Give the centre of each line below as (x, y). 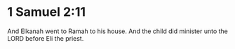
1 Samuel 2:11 (47, 12)
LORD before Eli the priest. (46, 38)
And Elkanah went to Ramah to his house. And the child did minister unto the (117, 31)
